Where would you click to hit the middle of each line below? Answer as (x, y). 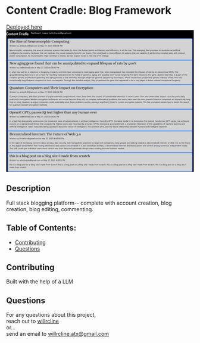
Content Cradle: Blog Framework (89, 10)
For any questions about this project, (51, 315)
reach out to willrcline (33, 321)
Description (28, 189)
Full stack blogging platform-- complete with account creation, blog (89, 203)
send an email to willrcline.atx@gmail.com (57, 334)
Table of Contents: (41, 228)
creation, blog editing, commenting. (50, 209)
